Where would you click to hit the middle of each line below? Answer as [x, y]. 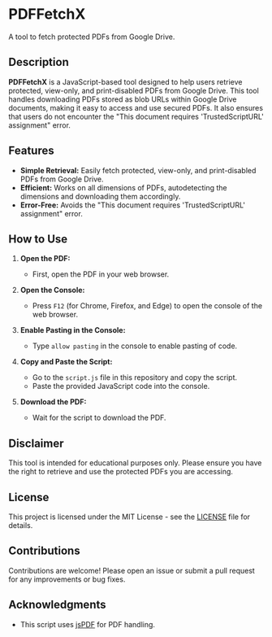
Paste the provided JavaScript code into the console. [121, 386]
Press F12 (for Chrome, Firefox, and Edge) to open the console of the [147, 306]
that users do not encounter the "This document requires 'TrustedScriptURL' [136, 116]
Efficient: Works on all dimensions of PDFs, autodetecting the [123, 187]
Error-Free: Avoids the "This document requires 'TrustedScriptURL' [133, 205]
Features [31, 151]
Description [39, 62]
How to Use [38, 239]
